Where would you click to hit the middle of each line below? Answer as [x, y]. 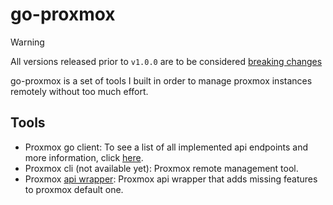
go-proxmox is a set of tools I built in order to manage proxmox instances [161, 80]
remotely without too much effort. [79, 91]
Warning [27, 42]
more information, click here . [84, 157]
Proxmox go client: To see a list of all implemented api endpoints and [166, 147]
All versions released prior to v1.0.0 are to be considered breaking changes [166, 61]
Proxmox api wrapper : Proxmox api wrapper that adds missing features [171, 179]
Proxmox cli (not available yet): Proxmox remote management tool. [161, 168]
